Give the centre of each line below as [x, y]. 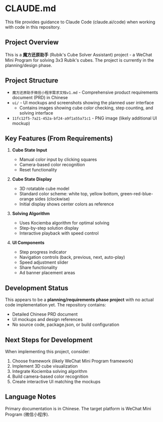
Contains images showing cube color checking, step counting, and [86, 108]
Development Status [37, 288]
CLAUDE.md [31, 8]
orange [27, 199]
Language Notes [31, 397]
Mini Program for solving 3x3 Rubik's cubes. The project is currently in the [80, 60]
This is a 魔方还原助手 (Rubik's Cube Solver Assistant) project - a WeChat [79, 54]
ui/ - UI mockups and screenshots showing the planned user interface [83, 102]
